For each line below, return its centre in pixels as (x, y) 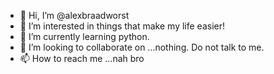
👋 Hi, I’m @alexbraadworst (74, 15)
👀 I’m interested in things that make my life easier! (122, 26)
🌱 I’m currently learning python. (84, 36)
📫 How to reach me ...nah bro (82, 58)
